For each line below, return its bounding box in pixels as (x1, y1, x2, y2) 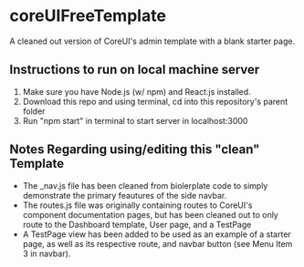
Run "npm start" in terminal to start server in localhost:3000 (22, 115, 248, 126)
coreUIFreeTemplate (9, 5, 167, 26)
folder (22, 106, 46, 117)
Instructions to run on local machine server (9, 62, 260, 77)
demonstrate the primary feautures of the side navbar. (22, 190, 227, 200)
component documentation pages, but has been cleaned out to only (22, 209, 278, 220)
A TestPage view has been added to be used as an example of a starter (22, 229, 292, 240)
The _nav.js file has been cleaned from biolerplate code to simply (22, 180, 268, 191)
